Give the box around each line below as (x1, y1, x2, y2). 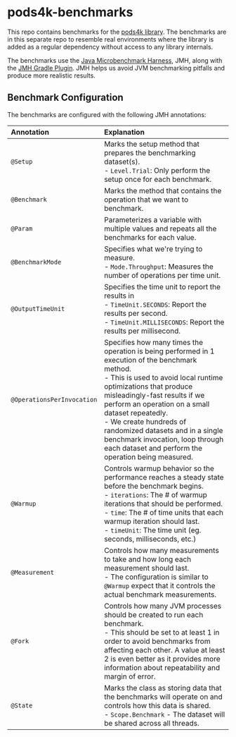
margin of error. (104, 671, 156, 681)
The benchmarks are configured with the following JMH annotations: (7, 110, 206, 118)
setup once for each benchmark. (104, 174, 212, 184)
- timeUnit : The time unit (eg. (104, 525, 202, 535)
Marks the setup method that (104, 139, 200, 149)
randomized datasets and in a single (104, 425, 223, 435)
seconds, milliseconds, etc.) (104, 534, 197, 544)
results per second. (104, 308, 168, 318)
